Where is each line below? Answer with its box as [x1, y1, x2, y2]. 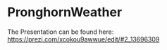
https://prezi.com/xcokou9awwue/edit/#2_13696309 [7, 35, 160, 43]
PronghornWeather [7, 4, 123, 20]
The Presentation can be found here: [7, 27, 114, 36]
